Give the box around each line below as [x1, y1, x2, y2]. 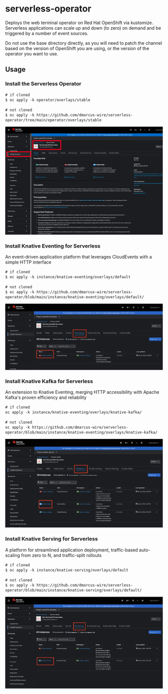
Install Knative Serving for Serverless [5, 535, 98, 542]
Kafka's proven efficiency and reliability [5, 394, 86, 400]
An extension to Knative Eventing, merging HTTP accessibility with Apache [5, 389, 159, 395]
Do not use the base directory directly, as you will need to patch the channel [5, 40, 162, 46]
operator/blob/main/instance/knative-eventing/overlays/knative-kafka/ [5, 430, 157, 435]
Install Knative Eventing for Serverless [5, 242, 101, 249]
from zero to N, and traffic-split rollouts [20, 552, 102, 558]
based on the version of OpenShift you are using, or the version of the [5, 45, 149, 51]
